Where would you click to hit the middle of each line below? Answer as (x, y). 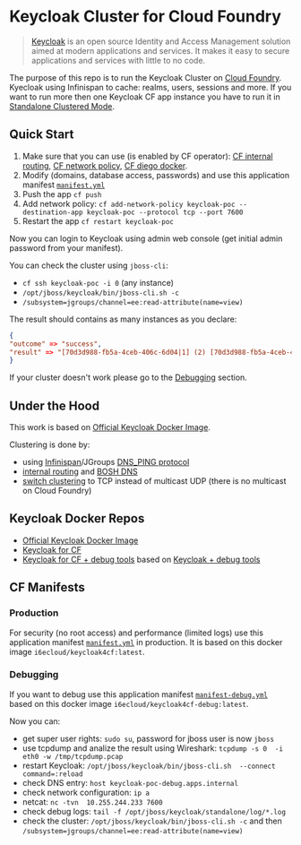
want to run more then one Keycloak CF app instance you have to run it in (145, 97)
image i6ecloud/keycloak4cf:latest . (77, 651)
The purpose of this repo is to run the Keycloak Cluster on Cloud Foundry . (146, 77)
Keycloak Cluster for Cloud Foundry (146, 17)
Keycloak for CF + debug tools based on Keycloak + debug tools (141, 559)
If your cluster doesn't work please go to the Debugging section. (129, 377)
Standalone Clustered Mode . (62, 106)
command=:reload (52, 774)
